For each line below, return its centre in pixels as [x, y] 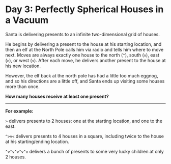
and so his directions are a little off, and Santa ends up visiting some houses [85, 81]
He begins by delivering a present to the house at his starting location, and [83, 44]
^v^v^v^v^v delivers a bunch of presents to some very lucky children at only [84, 151]
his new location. [23, 66]
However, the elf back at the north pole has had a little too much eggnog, [82, 75]
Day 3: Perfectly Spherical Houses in [84, 9]
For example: [20, 111]
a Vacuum [27, 20]
